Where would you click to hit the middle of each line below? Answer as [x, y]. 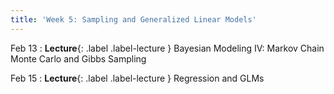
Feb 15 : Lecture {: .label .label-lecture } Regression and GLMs [137, 78]
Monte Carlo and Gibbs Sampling [78, 58]
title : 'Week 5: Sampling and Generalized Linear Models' [133, 19]
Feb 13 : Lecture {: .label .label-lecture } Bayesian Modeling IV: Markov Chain [167, 48]
